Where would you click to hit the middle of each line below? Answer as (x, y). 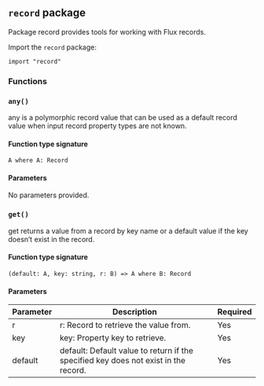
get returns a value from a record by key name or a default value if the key (128, 230)
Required (235, 312)
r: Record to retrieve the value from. (125, 325)
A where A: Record (38, 160)
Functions (27, 81)
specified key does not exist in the (123, 361)
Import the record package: (52, 47)
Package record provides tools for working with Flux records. (107, 31)
